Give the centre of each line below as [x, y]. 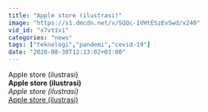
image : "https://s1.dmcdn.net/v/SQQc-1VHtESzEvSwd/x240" [104, 23]
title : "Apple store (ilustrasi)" [65, 15]
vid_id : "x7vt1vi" [39, 30]
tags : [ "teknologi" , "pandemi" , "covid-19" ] [79, 45]
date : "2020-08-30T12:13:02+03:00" [67, 52]
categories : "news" [40, 37]
